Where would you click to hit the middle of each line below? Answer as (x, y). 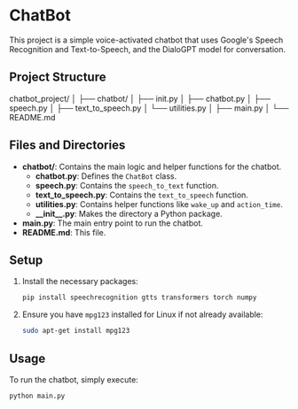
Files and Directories (67, 146)
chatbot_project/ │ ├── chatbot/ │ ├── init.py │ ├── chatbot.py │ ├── (140, 98)
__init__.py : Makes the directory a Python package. (129, 213)
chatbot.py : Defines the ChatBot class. (106, 176)
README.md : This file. (64, 232)
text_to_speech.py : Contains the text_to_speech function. (141, 195)
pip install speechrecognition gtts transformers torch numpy (139, 297)
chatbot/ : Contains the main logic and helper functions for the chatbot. (152, 166)
